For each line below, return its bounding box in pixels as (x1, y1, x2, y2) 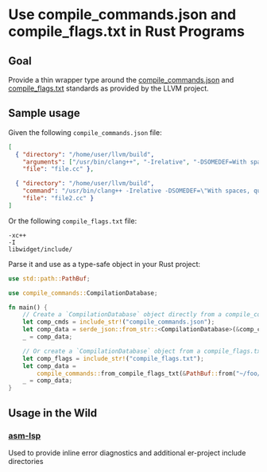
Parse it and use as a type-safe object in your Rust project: (8, 259, 201, 269)
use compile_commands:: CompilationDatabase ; (8, 288, 158, 297)
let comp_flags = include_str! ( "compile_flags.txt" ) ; (22, 354, 204, 362)
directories (8, 456, 44, 466)
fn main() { (8, 304, 48, 311)
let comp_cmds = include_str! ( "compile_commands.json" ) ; (22, 318, 215, 327)
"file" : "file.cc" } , (22, 165, 94, 173)
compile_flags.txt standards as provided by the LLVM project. (8, 83, 209, 93)
